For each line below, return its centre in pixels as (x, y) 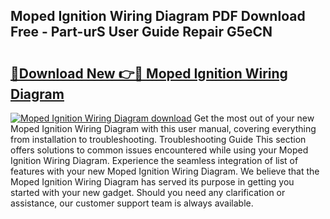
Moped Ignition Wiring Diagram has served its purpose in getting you (152, 182)
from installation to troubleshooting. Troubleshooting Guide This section (158, 139)
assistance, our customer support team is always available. (132, 203)
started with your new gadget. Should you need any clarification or (148, 192)
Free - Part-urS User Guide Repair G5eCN (141, 32)
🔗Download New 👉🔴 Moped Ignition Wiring (149, 73)
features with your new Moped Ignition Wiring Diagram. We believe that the (165, 171)
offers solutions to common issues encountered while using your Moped (159, 150)
